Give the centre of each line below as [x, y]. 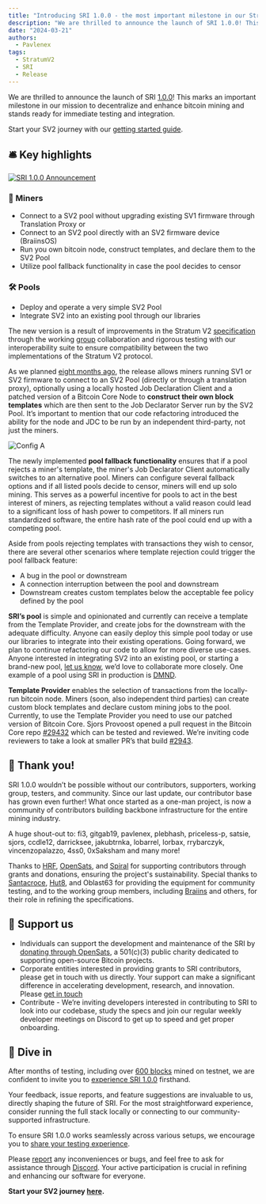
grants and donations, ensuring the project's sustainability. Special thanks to [133, 874]
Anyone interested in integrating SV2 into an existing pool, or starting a [123, 658]
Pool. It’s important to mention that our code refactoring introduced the [123, 414]
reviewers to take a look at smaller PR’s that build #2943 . [101, 741]
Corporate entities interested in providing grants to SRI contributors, [130, 968]
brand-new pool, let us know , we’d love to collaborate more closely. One [126, 667]
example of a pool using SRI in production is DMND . [92, 675]
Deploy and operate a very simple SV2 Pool [91, 307]
